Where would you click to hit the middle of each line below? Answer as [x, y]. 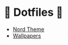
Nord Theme [29, 29]
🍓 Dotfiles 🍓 [33, 12]
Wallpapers [27, 35]
